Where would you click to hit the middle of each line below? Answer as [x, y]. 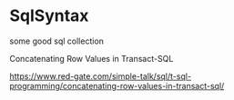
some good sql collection [57, 41]
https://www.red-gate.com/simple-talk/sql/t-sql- [101, 76]
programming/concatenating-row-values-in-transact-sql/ [117, 85]
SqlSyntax [49, 16]
